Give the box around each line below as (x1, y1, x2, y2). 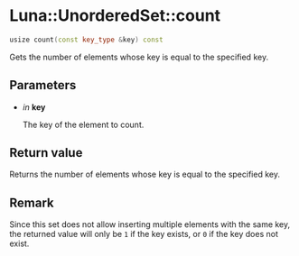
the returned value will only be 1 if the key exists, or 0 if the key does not (9, 229, 278, 240)
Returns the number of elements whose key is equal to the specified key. (9, 169, 280, 180)
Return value (9, 145, 83, 160)
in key (22, 101, 46, 113)
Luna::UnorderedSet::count (9, 5, 221, 26)
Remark (9, 195, 54, 210)
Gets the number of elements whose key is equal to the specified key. (9, 51, 269, 62)
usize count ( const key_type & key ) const (9, 35, 164, 44)
